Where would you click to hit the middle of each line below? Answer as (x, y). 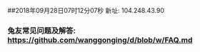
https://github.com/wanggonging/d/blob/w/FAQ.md (100, 40)
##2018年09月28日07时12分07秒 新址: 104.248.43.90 (86, 10)
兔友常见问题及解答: (42, 31)
